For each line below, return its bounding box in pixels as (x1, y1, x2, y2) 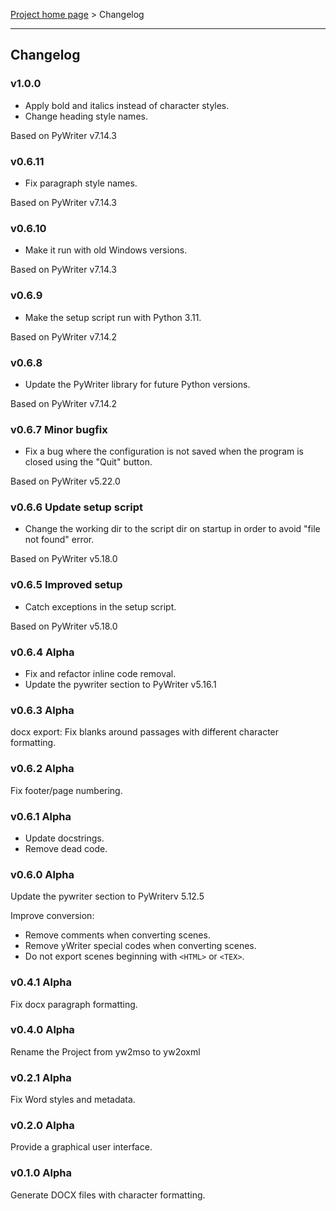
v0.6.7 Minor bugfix (10, 422, 108, 436)
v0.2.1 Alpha (10, 1070, 72, 1084)
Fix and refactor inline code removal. (24, 668, 177, 680)
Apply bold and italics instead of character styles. (24, 99, 230, 111)
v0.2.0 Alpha (10, 1119, 75, 1133)
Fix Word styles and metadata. (10, 1094, 136, 1106)
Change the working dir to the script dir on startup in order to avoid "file (24, 523, 321, 535)
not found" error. (24, 534, 95, 546)
